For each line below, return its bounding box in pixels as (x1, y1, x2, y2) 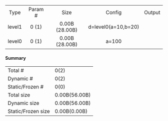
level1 (7, 24, 22, 30)
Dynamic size (7, 100, 39, 107)
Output (144, 9, 160, 16)
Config (105, 9, 122, 16)
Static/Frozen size (7, 108, 50, 115)
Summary (5, 55, 26, 61)
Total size (7, 91, 30, 98)
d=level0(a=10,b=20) (88, 24, 139, 30)
